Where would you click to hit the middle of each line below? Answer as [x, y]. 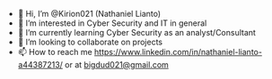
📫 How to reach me [55, 52]
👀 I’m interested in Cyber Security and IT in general [112, 23]
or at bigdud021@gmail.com [116, 65]
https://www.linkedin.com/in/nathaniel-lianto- [178, 52]
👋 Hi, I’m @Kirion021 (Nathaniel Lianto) [89, 14]
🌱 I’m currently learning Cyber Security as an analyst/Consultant [136, 32]
